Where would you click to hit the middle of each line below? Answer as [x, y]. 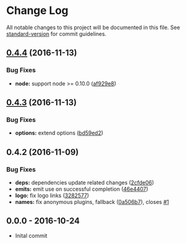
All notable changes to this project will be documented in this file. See [93, 27]
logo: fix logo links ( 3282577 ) [52, 195]
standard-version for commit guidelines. [56, 33]
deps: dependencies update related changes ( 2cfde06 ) [85, 182]
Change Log [37, 11]
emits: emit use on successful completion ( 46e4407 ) [81, 189]
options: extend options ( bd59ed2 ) [59, 133]
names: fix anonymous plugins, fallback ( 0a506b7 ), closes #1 [92, 202]
